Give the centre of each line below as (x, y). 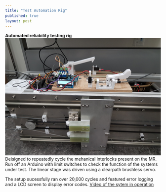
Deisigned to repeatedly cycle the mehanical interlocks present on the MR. (81, 159)
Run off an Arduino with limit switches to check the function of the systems (82, 164)
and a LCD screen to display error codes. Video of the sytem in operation (80, 185)
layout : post (19, 21)
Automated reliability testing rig (39, 36)
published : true (22, 16)
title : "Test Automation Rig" (36, 10)
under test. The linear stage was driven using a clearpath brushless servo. (81, 170)
